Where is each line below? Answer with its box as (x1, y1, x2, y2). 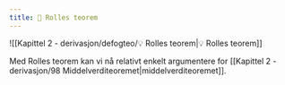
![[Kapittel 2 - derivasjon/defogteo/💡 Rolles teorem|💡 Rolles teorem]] (9, 38, 263, 48)
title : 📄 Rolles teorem (9, 13, 99, 22)
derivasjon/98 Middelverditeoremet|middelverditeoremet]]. (9, 64, 227, 76)
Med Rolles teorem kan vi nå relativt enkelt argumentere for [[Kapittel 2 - (9, 55, 277, 66)
